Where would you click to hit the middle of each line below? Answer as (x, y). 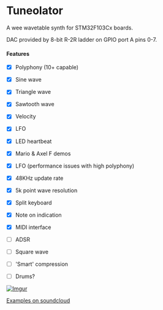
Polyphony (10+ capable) (47, 68)
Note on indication (39, 215)
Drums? (25, 276)
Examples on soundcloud (38, 301)
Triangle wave (33, 92)
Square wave (32, 252)
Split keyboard (33, 203)
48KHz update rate (39, 178)
